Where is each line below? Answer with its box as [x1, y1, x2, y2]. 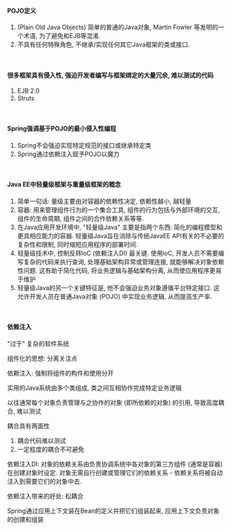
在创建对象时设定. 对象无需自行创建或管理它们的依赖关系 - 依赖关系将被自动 [7, 468, 223, 477]
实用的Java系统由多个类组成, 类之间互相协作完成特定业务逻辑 [7, 384, 182, 392]
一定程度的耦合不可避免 [17, 445, 84, 454]
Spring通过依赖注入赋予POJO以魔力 [17, 150, 120, 158]
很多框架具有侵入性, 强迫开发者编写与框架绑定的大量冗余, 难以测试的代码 [7, 71, 214, 79]
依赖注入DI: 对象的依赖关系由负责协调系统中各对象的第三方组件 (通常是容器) [7, 460, 223, 468]
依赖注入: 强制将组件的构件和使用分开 [7, 369, 114, 378]
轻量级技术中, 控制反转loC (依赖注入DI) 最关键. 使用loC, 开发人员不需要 [17, 249, 219, 257]
